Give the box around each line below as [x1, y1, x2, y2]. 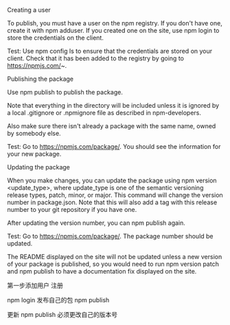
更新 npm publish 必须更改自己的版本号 [7, 311, 118, 318]
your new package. [7, 150, 62, 158]
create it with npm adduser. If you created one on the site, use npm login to [7, 27, 220, 34]
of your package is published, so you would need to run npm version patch [7, 260, 220, 268]
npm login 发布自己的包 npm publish [7, 296, 110, 304]
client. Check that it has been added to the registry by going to [7, 54, 184, 62]
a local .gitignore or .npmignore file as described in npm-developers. [7, 109, 201, 117]
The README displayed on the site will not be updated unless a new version [7, 253, 222, 261]
